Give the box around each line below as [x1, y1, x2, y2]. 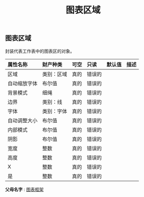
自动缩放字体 [7, 80, 38, 87]
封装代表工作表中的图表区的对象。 [5, 48, 75, 54]
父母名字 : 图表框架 [5, 186, 44, 192]
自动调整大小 [7, 117, 38, 124]
